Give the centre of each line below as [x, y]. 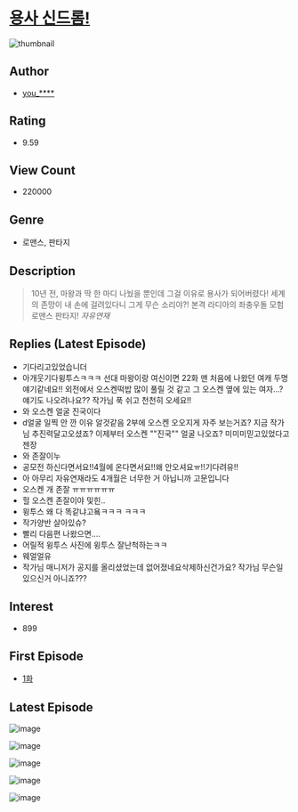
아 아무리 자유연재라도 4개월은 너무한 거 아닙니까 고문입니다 [125, 478]
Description [42, 271]
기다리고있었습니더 [54, 367]
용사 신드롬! [50, 18]
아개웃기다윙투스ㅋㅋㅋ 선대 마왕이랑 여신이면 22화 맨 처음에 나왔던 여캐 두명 [155, 378]
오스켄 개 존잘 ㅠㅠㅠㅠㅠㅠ [68, 489]
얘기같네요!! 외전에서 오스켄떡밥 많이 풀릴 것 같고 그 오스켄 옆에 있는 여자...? [153, 389]
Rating [28, 121]
